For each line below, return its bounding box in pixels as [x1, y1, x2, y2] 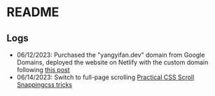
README [6, 4, 60, 20]
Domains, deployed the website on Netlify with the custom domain [16, 58, 209, 67]
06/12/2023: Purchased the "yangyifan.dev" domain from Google [16, 50, 205, 59]
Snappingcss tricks [16, 81, 73, 88]
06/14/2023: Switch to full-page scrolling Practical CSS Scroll [16, 73, 195, 81]
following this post [16, 66, 71, 74]
